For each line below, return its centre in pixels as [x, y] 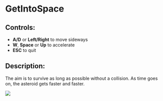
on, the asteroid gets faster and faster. [45, 83]
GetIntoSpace [35, 9]
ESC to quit [24, 50]
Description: [25, 66]
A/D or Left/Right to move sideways [50, 39]
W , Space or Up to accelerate [43, 45]
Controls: [20, 28]
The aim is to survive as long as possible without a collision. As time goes [82, 78]
